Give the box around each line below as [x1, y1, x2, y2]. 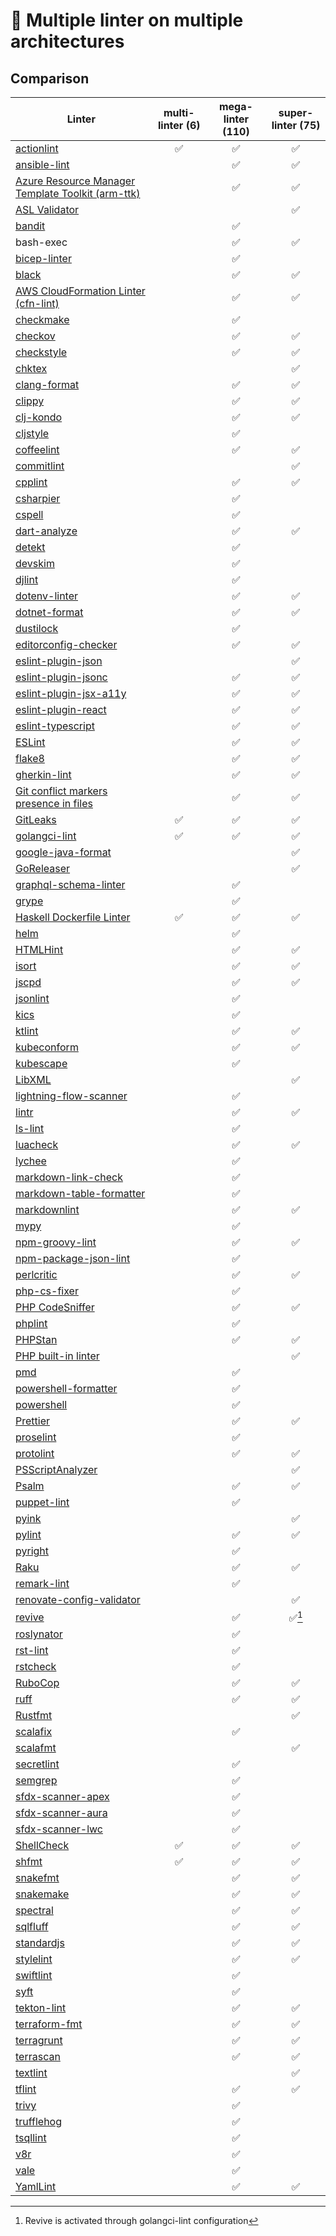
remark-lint [15, 1577, 70, 1590]
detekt [15, 540, 46, 554]
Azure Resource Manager [15, 174, 136, 188]
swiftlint [15, 1969, 53, 1983]
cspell [15, 508, 44, 521]
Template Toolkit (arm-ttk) [15, 187, 141, 200]
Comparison [10, 70, 90, 87]
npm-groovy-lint [15, 1235, 97, 1249]
